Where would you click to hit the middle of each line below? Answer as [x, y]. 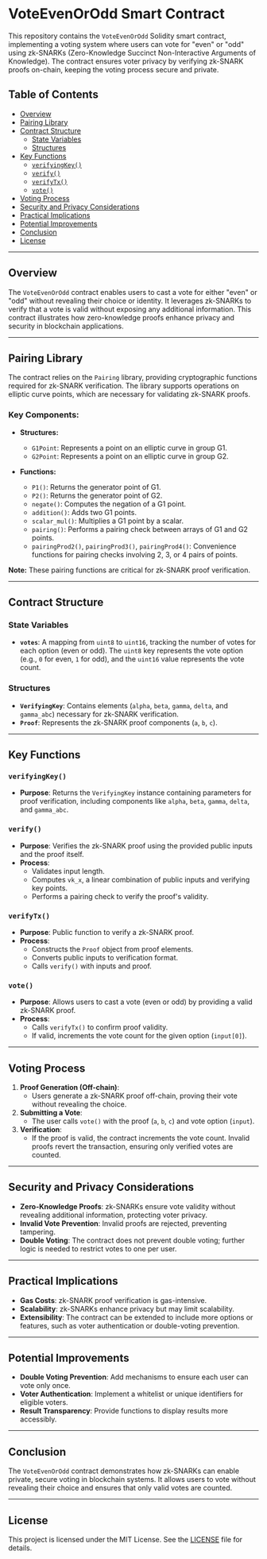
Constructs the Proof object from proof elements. [112, 949]
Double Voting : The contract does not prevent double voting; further [132, 1240]
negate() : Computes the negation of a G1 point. [109, 504]
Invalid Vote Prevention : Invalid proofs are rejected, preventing [123, 1223]
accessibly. [38, 1419]
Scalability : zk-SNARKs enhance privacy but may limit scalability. [127, 1309]
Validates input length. [68, 871]
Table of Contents [54, 95]
